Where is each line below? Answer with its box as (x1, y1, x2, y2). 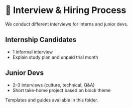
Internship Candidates (5, 35, 77, 44)
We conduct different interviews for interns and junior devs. (5, 21, 128, 27)
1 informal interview (12, 48, 53, 54)
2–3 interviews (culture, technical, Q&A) (12, 82, 95, 88)
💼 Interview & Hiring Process (5, 4, 126, 16)
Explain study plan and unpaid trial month (12, 54, 99, 60)
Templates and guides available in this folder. (5, 97, 99, 103)
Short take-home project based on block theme (12, 87, 111, 93)
